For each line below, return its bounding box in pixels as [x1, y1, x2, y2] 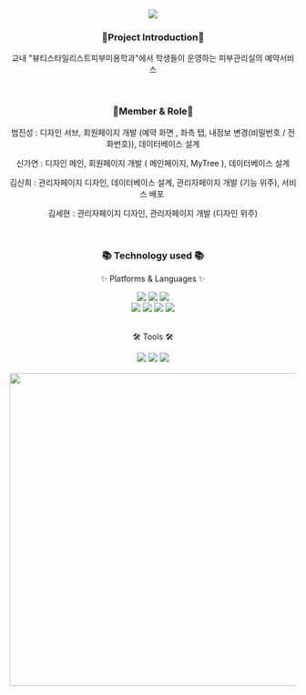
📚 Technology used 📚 [101, 249, 205, 262]
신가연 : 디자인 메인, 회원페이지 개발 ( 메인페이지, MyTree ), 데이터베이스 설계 [15, 157, 290, 168]
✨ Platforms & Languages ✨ [100, 273, 206, 284]
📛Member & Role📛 [112, 105, 194, 117]
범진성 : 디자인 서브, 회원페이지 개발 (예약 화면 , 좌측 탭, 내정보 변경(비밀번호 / [10, 126, 286, 137]
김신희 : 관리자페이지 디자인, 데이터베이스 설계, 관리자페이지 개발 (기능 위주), [9, 176, 280, 187]
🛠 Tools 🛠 [132, 331, 174, 342]
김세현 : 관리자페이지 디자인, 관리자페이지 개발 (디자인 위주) [48, 207, 258, 218]
